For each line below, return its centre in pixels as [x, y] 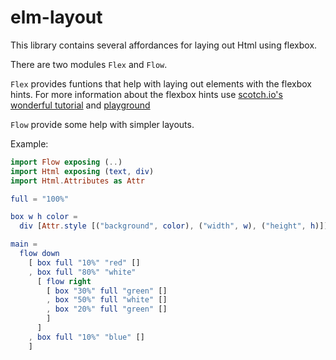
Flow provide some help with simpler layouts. [102, 124]
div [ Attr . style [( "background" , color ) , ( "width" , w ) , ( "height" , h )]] [174, 226]
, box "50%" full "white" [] [107, 300]
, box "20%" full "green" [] [107, 309]
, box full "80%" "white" [82, 272]
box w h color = [44, 217]
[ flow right [64, 281]
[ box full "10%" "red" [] [84, 262]
